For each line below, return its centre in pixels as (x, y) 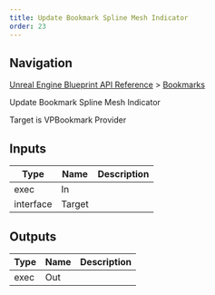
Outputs (33, 236)
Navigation (41, 63)
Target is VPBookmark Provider (68, 120)
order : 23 (28, 26)
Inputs (28, 148)
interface (33, 204)
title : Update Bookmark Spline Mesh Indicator (99, 18)
